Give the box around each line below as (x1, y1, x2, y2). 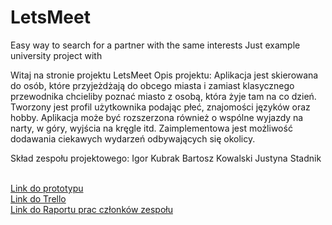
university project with (10, 49, 103, 61)
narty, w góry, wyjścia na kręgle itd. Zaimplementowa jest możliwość (10, 122, 293, 134)
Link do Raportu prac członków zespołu (10, 203, 173, 215)
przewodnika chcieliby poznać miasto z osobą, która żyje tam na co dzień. (10, 90, 317, 102)
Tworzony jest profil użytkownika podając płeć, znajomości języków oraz (10, 101, 311, 113)
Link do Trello (10, 192, 67, 205)
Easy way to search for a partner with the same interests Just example (10, 39, 301, 51)
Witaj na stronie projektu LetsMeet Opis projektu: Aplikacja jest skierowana (10, 69, 319, 81)
